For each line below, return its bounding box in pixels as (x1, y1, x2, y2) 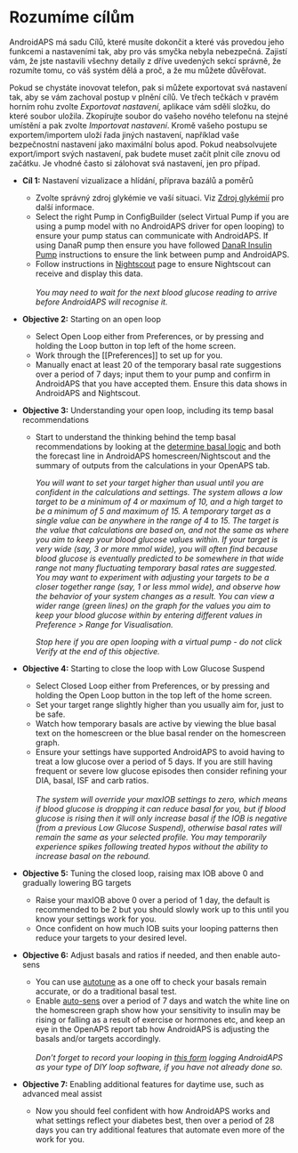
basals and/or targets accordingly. (35, 1033, 162, 1043)
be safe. (35, 709, 66, 719)
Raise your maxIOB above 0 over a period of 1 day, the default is (35, 894, 270, 905)
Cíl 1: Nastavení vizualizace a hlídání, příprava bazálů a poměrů (21, 175, 254, 185)
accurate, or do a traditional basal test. (35, 986, 178, 996)
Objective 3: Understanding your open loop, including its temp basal (21, 404, 274, 416)
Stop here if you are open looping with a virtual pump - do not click (35, 636, 283, 647)
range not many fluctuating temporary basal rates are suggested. (35, 562, 278, 572)
